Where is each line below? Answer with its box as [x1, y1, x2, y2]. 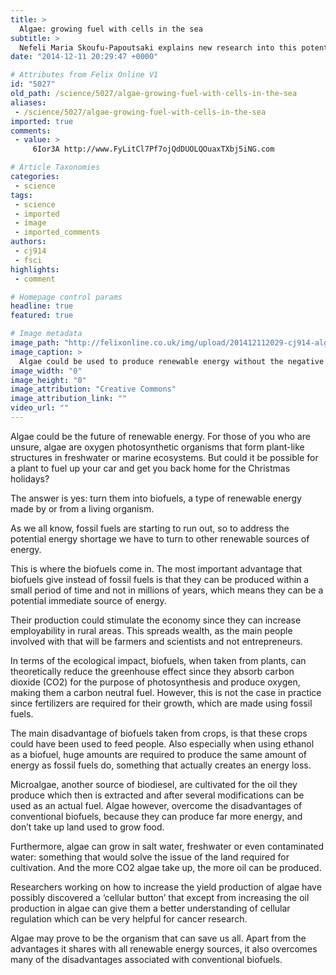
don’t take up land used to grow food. [10, 821, 165, 833]
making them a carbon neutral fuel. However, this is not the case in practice [10, 686, 322, 698]
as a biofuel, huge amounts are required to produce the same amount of [10, 748, 308, 760]
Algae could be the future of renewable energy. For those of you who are [10, 430, 311, 442]
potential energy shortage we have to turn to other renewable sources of [10, 532, 310, 545]
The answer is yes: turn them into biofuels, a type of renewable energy [10, 492, 302, 504]
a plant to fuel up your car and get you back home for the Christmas [10, 462, 291, 474]
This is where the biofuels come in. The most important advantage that [10, 562, 303, 575]
